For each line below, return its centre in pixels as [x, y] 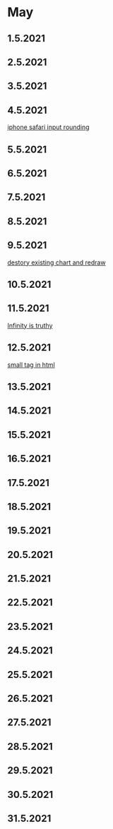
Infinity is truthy [30, 325]
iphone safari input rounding [48, 127]
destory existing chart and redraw [56, 262]
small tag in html [31, 365]
